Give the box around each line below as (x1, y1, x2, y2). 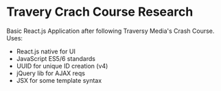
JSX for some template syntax (16, 76, 102, 84)
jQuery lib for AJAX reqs (16, 69, 85, 77)
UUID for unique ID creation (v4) (16, 62, 108, 70)
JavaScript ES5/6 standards (16, 54, 95, 62)
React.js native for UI (16, 47, 76, 55)
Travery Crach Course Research (6, 4, 194, 20)
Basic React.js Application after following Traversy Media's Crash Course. (6, 27, 215, 35)
